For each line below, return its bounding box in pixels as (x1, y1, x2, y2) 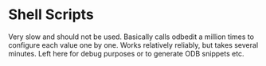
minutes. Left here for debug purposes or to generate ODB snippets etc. (8, 49, 244, 58)
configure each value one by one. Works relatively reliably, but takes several (8, 40, 259, 49)
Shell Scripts (8, 6, 94, 24)
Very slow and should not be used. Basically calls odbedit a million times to (8, 32, 255, 41)
